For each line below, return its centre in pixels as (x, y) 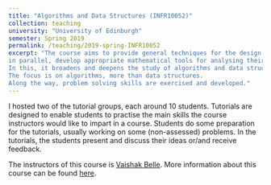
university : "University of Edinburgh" (75, 31)
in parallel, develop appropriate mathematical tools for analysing (126, 61)
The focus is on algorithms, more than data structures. (106, 76)
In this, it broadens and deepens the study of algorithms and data (126, 68)
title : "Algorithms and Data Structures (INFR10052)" (101, 16)
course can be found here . (52, 173)
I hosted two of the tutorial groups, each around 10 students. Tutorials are (130, 106)
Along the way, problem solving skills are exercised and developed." (129, 83)
